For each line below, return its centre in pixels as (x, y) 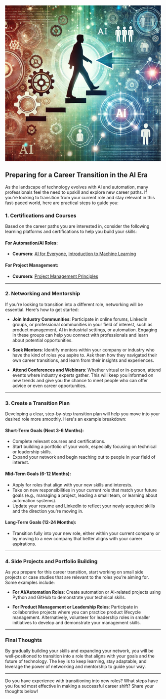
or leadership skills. (32, 452)
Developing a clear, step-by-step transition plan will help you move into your (83, 414)
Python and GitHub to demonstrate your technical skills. (69, 597)
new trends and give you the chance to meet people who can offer (80, 380)
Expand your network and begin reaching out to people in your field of (84, 457)
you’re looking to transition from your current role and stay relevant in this (80, 197)
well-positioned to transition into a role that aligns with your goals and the (80, 656)
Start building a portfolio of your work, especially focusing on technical (84, 447)
